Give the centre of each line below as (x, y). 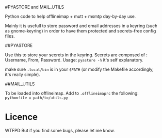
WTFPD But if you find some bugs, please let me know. (60, 130)
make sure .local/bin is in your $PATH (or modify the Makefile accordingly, (79, 69)
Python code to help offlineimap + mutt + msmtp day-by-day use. (71, 16)
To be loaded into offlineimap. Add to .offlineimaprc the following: (72, 93)
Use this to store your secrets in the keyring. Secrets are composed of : (76, 55)
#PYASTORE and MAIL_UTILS (35, 7)
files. (10, 36)
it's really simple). (23, 74)
